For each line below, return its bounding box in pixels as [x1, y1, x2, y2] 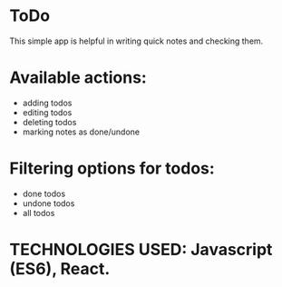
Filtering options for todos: [9, 158, 215, 179]
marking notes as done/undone [22, 126, 141, 137]
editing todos [22, 106, 73, 118]
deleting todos [22, 116, 77, 127]
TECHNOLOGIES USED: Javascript [9, 240, 273, 260]
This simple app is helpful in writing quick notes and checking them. [9, 35, 264, 46]
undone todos [22, 197, 75, 209]
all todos [22, 207, 55, 218]
